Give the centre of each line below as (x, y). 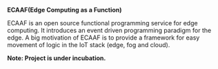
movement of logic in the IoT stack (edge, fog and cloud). (89, 45)
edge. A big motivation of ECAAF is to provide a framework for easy (103, 38)
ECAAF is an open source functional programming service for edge (102, 23)
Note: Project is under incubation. (57, 58)
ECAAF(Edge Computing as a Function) (65, 10)
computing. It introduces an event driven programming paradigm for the (109, 30)
